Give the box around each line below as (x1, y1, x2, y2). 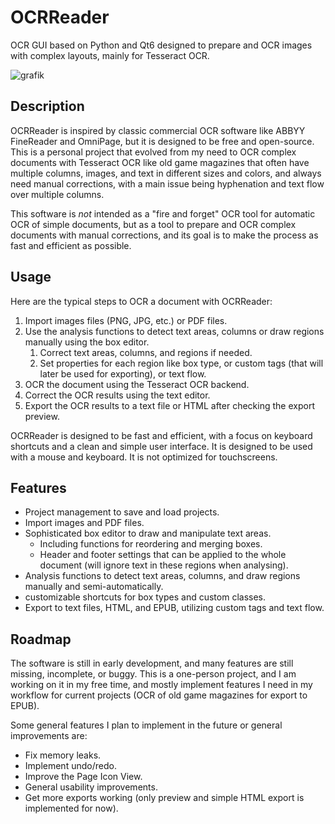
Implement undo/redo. (24, 760, 117, 772)
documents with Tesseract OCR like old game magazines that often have (10, 156, 310, 168)
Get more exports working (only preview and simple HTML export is (24, 792, 305, 804)
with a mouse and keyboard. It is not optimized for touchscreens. (10, 451, 278, 463)
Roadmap (10, 631, 72, 648)
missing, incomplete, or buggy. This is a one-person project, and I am (10, 668, 297, 680)
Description (10, 98, 85, 115)
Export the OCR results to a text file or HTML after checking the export (24, 399, 315, 411)
